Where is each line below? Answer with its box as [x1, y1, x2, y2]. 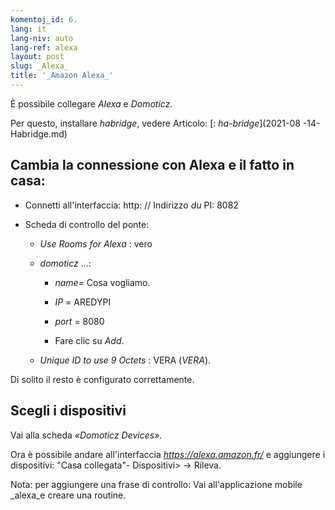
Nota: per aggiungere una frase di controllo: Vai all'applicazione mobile [10, 478, 303, 490]
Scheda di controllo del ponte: [24, 218, 150, 230]
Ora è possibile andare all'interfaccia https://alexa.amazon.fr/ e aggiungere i [10, 448, 326, 460]
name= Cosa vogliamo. [54, 276, 151, 288]
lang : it [10, 24, 47, 34]
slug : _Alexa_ [10, 61, 70, 71]
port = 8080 [54, 315, 105, 327]
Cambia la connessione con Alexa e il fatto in [10, 157, 295, 174]
